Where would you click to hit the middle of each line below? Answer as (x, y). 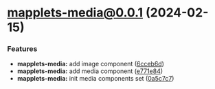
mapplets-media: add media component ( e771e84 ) (90, 71)
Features (22, 49)
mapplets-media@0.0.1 (75, 13)
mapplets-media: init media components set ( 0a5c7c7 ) (95, 79)
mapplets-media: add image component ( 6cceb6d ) (91, 64)
